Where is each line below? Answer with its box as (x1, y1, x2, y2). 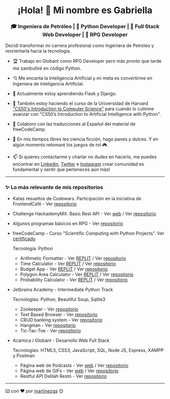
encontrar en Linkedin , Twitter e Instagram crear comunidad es (12, 161, 144, 167)
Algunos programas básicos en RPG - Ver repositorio (12, 220, 123, 227)
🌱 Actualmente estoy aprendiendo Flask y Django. (12, 91, 117, 97)
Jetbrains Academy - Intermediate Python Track (12, 286, 113, 292)
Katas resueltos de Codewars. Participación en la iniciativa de (12, 195, 142, 201)
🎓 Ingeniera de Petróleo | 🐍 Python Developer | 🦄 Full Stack (10, 23, 160, 30)
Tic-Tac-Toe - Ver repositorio (20, 327, 81, 333)
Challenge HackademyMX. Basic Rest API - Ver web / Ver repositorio (12, 210, 156, 216)
